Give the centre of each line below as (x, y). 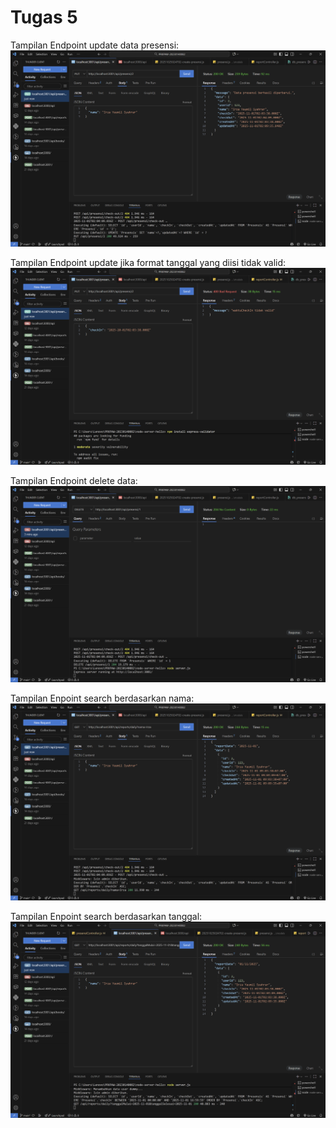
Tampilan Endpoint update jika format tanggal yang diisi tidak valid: (148, 263)
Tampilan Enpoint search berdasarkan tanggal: (106, 916)
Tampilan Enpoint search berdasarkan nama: (102, 698)
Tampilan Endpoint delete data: (74, 480)
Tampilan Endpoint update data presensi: (95, 45)
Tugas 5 (44, 17)
